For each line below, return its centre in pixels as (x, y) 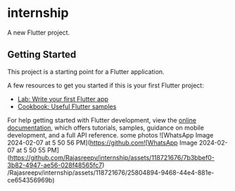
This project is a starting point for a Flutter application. (86, 71)
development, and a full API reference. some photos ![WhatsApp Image (110, 135)
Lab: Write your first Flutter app (63, 99)
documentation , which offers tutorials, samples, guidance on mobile (106, 128)
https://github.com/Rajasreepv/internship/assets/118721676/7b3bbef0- (112, 157)
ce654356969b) (31, 180)
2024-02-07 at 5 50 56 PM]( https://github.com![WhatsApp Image (103, 142)
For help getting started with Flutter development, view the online (102, 120)
